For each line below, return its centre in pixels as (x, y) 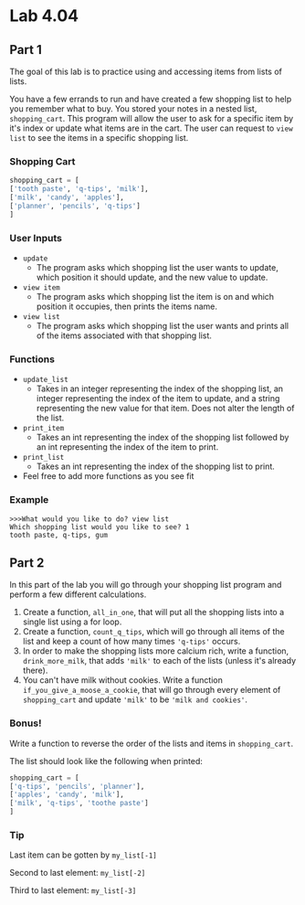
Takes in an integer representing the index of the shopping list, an (160, 389)
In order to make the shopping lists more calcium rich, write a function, (156, 651)
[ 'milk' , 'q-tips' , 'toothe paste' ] (79, 804)
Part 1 (26, 50)
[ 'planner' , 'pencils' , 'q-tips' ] (75, 206)
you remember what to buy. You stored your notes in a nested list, (133, 109)
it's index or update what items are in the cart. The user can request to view (152, 128)
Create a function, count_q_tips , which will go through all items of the (153, 632)
